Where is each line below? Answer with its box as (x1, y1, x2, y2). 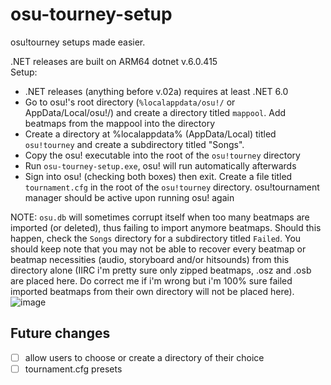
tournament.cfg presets (24, 363, 123, 375)
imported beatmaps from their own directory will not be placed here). (10, 285, 295, 297)
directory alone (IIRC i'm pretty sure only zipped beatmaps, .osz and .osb (10, 264, 312, 276)
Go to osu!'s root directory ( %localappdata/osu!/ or (24, 96, 236, 108)
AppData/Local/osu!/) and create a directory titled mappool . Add (24, 106, 287, 118)
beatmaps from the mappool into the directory (24, 117, 216, 129)
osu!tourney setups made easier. (10, 36, 146, 48)
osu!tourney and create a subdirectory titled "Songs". (24, 138, 245, 150)
